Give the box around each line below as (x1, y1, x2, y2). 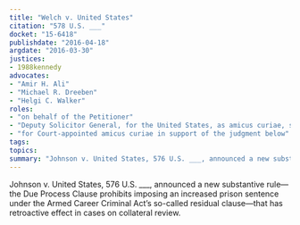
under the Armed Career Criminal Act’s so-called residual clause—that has (9, 197, 284, 208)
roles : (9, 104, 34, 113)
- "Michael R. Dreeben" (9, 87, 98, 96)
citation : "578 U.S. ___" (9, 21, 105, 30)
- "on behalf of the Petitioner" (9, 112, 134, 121)
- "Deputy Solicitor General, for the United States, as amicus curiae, (9, 121, 286, 130)
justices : (9, 54, 46, 63)
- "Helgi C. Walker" (9, 96, 87, 105)
